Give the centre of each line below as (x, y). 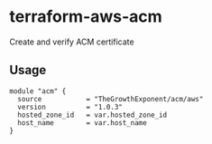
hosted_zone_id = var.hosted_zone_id (92, 115)
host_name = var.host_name (82, 123)
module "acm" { (38, 91)
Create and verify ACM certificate (72, 42)
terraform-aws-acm (86, 17)
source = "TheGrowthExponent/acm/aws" (111, 99)
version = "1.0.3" (70, 107)
